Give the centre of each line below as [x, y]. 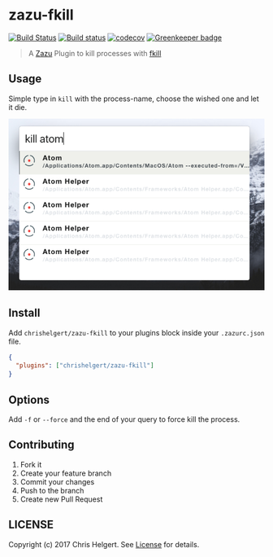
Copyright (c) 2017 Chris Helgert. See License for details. [104, 544]
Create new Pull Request [61, 499]
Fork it [31, 464]
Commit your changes [57, 481]
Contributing [41, 445]
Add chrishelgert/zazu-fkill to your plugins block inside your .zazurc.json [136, 332]
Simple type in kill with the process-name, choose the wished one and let [134, 99]
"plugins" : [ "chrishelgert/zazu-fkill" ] [85, 366]
